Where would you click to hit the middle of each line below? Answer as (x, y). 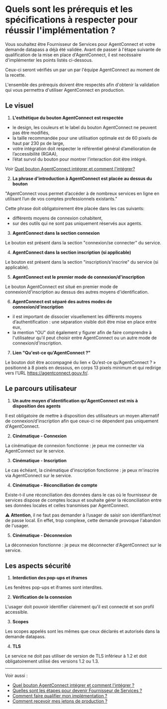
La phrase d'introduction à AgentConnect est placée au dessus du (82, 178)
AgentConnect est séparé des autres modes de (62, 301)
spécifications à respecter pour (71, 20)
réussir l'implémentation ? (60, 30)
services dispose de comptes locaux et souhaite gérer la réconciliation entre (83, 500)
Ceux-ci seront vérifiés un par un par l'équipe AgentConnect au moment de (83, 70)
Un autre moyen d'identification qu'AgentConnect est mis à (75, 400)
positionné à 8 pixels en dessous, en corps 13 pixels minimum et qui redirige (83, 367)
